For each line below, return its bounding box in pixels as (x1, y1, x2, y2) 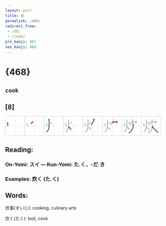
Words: (5, 191, 28, 200)
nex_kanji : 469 (5, 45, 37, 49)
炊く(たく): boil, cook (5, 216, 48, 222)
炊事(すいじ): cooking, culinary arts (5, 205, 77, 211)
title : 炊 (5, 13, 25, 18)
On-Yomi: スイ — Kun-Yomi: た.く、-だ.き (5, 161, 105, 168)
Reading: (5, 145, 34, 154)
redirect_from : (5, 24, 37, 29)
